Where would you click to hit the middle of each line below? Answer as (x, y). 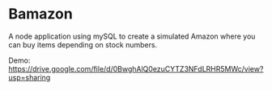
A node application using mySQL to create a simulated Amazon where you (132, 36)
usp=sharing (30, 77)
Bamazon (40, 14)
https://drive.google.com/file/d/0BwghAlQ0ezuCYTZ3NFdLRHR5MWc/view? (136, 68)
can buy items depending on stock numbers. (83, 44)
